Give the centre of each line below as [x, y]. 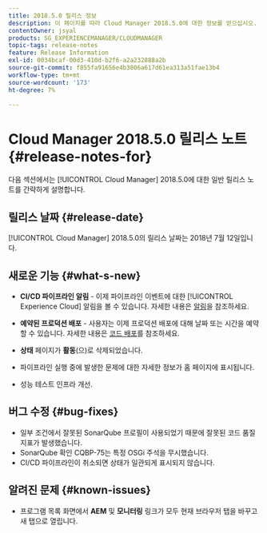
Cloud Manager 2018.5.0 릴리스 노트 [128, 139]
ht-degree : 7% [32, 90]
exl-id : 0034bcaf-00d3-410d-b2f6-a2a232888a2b [87, 61]
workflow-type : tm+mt [44, 75]
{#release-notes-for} [80, 156]
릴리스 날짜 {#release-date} [76, 217]
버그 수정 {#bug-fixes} [64, 412]
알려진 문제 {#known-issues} [80, 490]
